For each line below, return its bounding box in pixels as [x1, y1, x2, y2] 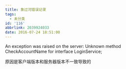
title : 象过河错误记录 [5, 7, 47, 12]
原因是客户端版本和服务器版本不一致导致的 [5, 59, 91, 64]
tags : [5, 12, 16, 17]
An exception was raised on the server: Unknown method [5, 44, 121, 49]
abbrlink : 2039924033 [5, 25, 50, 30]
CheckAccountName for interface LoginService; [5, 48, 102, 54]
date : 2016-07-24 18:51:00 [5, 30, 60, 35]
